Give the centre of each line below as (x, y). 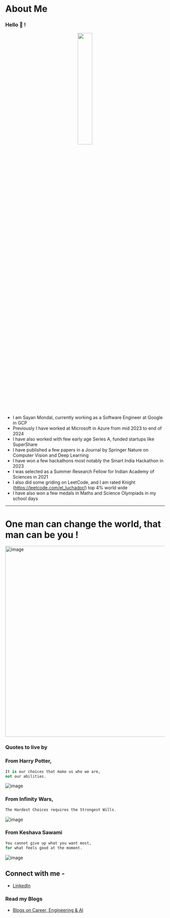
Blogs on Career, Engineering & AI (48, 910)
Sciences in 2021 (30, 477)
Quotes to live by (27, 747)
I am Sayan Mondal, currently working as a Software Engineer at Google (88, 418)
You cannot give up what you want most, (49, 843)
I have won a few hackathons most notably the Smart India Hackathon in (88, 461)
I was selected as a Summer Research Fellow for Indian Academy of (83, 471)
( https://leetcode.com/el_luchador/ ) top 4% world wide (70, 488)
